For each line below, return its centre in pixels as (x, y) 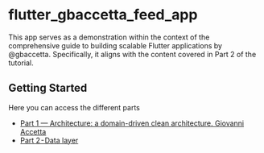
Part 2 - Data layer (49, 140)
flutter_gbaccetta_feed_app (103, 15)
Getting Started (48, 88)
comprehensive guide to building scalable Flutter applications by (115, 45)
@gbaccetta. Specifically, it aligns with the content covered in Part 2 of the (132, 54)
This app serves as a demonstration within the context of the (109, 37)
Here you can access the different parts (74, 107)
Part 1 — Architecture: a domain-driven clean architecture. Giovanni (132, 123)
